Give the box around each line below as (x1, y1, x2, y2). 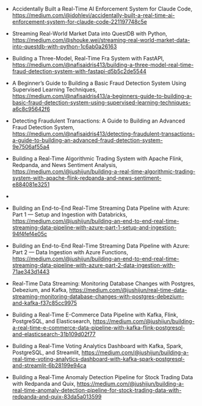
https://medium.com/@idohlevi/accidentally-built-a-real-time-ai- (12, 12, 175, 19)
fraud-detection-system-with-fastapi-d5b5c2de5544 (12, 68, 146, 75)
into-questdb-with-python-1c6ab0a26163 (12, 43, 117, 50)
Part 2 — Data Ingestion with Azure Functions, (12, 249, 129, 255)
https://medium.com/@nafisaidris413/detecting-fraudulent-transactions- (12, 130, 195, 137)
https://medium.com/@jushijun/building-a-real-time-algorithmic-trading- (12, 168, 196, 175)
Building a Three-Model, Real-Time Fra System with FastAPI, (12, 55, 165, 62)
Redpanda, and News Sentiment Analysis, (12, 162, 118, 168)
